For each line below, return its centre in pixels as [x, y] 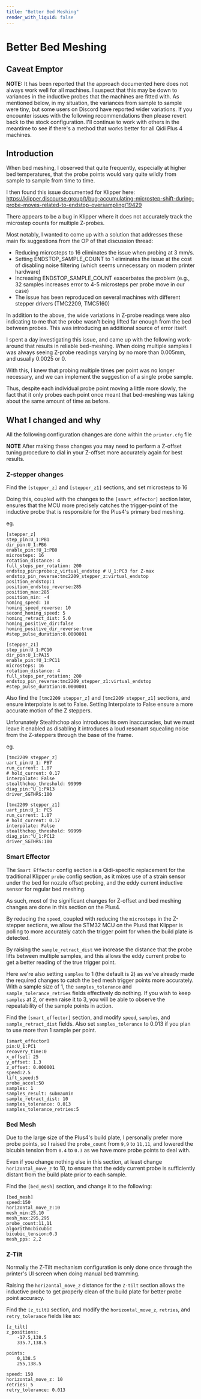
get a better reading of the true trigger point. [61, 962]
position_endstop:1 [31, 582]
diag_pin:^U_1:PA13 [31, 789]
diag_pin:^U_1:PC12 [31, 837]
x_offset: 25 [22, 1057]
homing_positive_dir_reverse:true [49, 629]
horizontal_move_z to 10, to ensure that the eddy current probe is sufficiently [101, 1169]
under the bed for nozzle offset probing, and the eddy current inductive [94, 882]
